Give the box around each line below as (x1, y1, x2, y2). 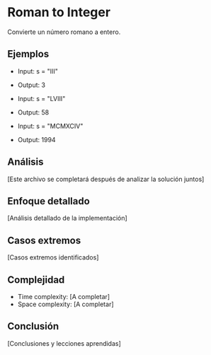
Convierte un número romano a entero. (7, 28, 121, 36)
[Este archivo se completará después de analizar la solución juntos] (7, 175, 205, 183)
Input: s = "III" (17, 66, 59, 75)
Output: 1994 (17, 135, 56, 144)
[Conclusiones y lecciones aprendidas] (7, 339, 122, 347)
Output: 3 (17, 81, 46, 89)
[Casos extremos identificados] (7, 253, 99, 262)
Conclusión (7, 320, 59, 332)
